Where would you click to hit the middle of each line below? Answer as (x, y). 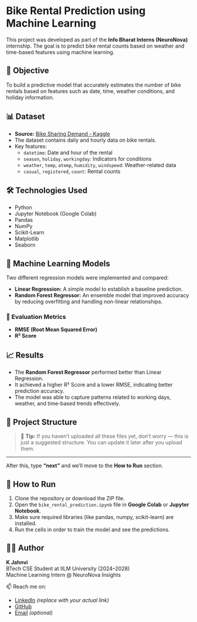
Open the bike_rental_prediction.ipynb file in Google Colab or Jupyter (102, 504)
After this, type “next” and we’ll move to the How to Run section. (85, 465)
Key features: (30, 146)
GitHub (23, 606)
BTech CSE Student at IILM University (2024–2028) (68, 568)
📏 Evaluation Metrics (36, 317)
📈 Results (25, 355)
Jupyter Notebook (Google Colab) (55, 214)
